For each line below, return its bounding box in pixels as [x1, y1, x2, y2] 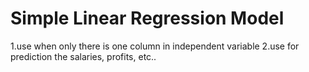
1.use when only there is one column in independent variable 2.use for [10, 40, 300, 52]
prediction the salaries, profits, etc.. [10, 50, 157, 62]
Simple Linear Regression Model [10, 7, 285, 30]
